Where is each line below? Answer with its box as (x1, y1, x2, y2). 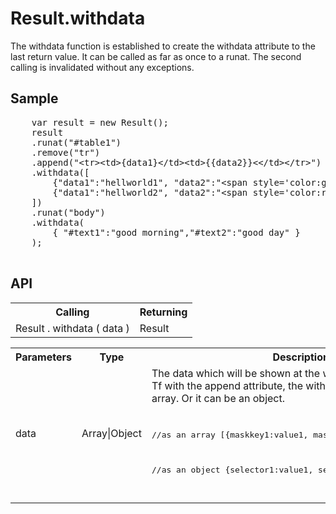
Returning (139, 305, 188, 319)
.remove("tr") (31, 147, 101, 158)
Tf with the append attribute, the (151, 378, 304, 392)
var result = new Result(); (31, 117, 169, 128)
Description (272, 350, 330, 364)
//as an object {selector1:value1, (151, 464, 314, 475)
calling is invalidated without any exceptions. (10, 61, 195, 73)
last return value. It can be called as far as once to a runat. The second (10, 50, 302, 62)
